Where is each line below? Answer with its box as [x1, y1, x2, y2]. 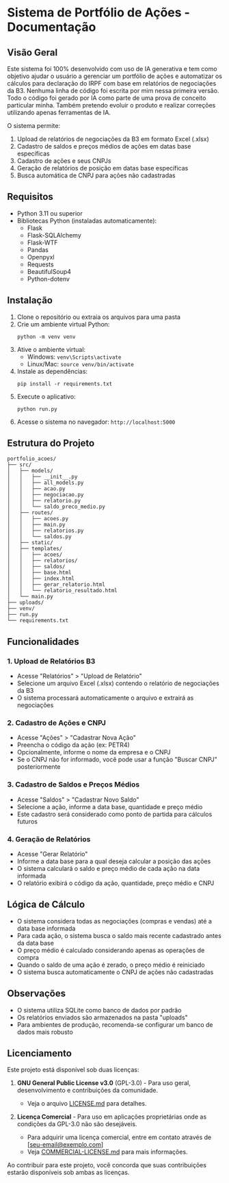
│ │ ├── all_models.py [7, 479, 84, 487]
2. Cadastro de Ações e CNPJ [7, 718, 106, 728]
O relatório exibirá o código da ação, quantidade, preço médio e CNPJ [16, 879, 215, 887]
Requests [27, 260, 54, 268]
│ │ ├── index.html [7, 575, 75, 583]
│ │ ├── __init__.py [7, 474, 78, 481]
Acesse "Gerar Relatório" [16, 850, 88, 858]
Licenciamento [7, 1047, 72, 1059]
